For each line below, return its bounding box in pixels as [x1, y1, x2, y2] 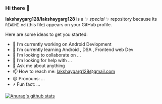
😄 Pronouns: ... [12, 76, 45, 82]
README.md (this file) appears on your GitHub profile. [5, 22, 112, 28]
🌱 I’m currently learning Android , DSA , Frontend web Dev [12, 46, 134, 53]
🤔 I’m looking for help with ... [12, 58, 72, 64]
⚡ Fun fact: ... [12, 81, 40, 87]
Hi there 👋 [5, 5, 30, 12]
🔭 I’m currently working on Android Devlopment [12, 41, 112, 47]
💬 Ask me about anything [12, 63, 65, 69]
